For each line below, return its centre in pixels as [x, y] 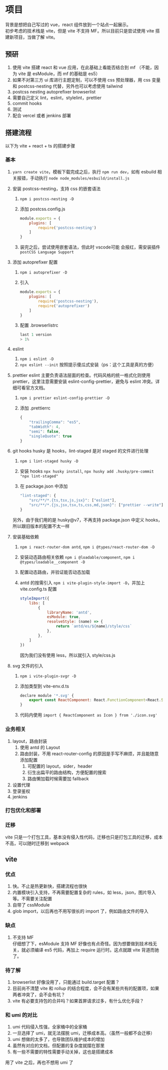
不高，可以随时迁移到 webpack [37, 843]
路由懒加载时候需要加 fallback [58, 778]
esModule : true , [64, 617]
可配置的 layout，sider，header [60, 766]
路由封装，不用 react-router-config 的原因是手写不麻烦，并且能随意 [89, 753]
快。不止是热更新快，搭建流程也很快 [50, 886]
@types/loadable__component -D [52, 562]
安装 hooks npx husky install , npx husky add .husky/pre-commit [87, 471]
